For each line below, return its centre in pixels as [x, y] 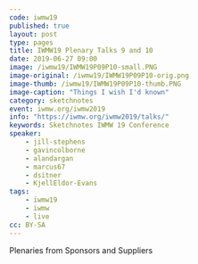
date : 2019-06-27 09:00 [54, 59]
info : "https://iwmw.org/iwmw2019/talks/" [89, 117]
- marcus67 [45, 167]
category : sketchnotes [51, 100]
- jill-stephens [56, 142]
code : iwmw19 [33, 17]
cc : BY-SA [28, 225]
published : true [39, 26]
